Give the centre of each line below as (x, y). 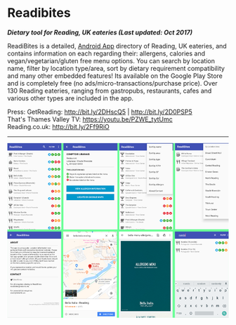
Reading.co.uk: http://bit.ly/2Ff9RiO (59, 126)
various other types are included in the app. (71, 98)
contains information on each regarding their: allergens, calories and (106, 53)
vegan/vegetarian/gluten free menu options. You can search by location (111, 60)
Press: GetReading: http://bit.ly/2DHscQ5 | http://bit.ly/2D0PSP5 (100, 112)
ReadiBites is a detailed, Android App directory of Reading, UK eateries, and (117, 46)
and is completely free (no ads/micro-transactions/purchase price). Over (112, 83)
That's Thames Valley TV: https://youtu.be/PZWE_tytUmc (90, 119)
